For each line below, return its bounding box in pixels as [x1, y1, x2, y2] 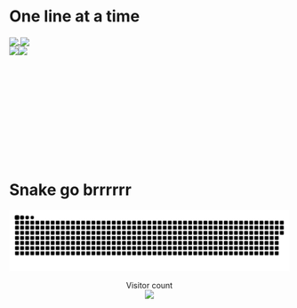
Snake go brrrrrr [9, 180, 132, 200]
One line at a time [9, 6, 140, 27]
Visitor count [125, 280, 173, 290]
